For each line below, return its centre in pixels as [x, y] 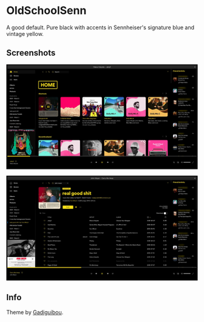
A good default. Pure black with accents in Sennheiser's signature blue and [100, 27]
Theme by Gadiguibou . [35, 312]
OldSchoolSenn [46, 11]
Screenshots [31, 53]
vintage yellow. [25, 33]
